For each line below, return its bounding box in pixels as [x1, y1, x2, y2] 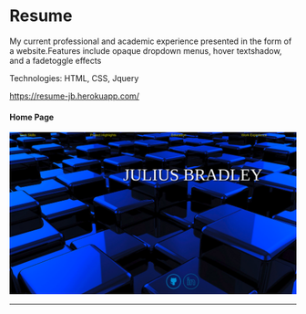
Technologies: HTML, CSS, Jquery [9, 72, 139, 83]
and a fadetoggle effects [9, 55, 102, 66]
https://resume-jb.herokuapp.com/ [9, 90, 139, 101]
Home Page [9, 111, 55, 122]
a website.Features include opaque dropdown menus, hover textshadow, [9, 45, 282, 56]
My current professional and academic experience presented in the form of [9, 36, 292, 47]
